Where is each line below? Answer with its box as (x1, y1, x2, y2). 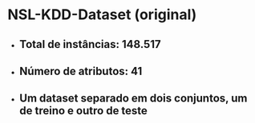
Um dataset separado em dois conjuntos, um (18, 92, 248, 105)
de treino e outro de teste (18, 104, 148, 117)
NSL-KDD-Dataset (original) (7, 6, 197, 24)
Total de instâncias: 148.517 (18, 38, 161, 51)
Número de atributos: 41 (18, 64, 143, 77)
